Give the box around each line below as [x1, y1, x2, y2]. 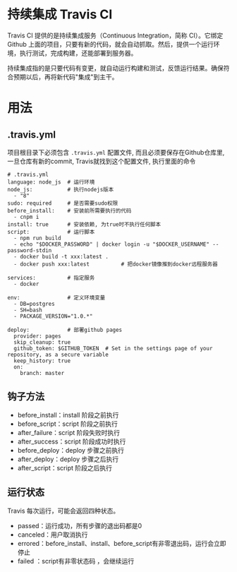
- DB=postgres [13, 300, 55, 307]
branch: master [20, 369, 65, 376]
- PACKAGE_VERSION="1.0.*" [13, 312, 93, 320]
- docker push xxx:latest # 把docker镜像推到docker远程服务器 [13, 261, 218, 268]
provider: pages [13, 333, 61, 340]
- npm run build [13, 234, 61, 242]
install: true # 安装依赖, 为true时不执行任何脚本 [7, 220, 161, 228]
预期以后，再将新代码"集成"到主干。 [13, 72, 119, 81]
